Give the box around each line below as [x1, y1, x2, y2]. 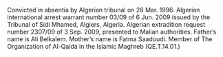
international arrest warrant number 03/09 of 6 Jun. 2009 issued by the [7, 13, 211, 21]
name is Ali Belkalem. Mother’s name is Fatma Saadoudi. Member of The [7, 35, 213, 43]
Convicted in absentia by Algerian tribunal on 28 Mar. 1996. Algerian [7, 6, 200, 14]
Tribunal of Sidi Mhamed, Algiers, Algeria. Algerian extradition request [7, 21, 206, 28]
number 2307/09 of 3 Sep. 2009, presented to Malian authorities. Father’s [7, 27, 217, 36]
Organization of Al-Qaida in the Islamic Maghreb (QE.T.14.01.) [7, 43, 180, 50]
